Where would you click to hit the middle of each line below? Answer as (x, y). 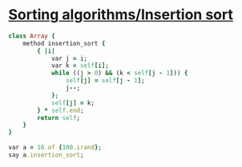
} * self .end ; (60, 110)
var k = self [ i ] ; (80, 66)
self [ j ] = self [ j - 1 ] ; (105, 81)
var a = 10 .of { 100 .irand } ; (55, 148)
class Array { (32, 36)
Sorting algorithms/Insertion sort (121, 15)
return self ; (59, 117)
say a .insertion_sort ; (46, 155)
